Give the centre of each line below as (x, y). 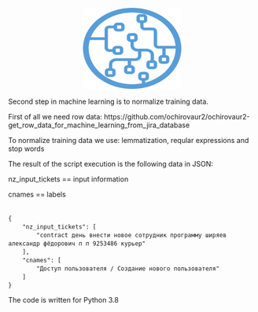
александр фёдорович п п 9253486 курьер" (77, 244)
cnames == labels (37, 194)
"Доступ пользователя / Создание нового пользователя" (128, 269)
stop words (26, 149)
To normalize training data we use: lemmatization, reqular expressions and (129, 140)
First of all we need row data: (55, 117)
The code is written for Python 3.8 (64, 300)
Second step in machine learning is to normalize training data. (108, 101)
